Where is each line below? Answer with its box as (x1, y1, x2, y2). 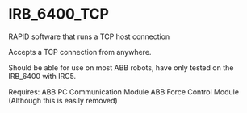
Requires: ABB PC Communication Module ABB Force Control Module (8, 86, 240, 97)
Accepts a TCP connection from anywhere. (8, 47, 152, 56)
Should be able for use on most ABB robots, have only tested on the (8, 62, 234, 73)
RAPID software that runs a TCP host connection (8, 31, 170, 41)
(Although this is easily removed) (8, 95, 119, 105)
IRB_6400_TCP (8, 5, 109, 23)
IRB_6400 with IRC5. (8, 71, 77, 81)
